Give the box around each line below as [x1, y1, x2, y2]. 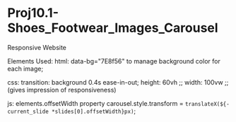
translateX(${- [184, 100, 230, 107]
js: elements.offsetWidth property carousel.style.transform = [7, 99, 184, 107]
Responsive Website [7, 43, 67, 51]
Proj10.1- [7, 5, 59, 21]
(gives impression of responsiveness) [7, 85, 117, 94]
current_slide [7, 108, 49, 115]
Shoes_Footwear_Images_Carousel [7, 20, 218, 36]
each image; [7, 64, 44, 73]
